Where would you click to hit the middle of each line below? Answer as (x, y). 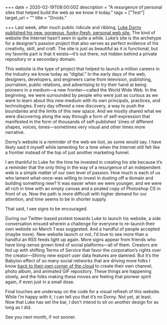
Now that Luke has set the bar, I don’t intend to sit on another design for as (82, 302)
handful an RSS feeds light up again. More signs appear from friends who (81, 239)
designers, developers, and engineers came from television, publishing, (79, 79)
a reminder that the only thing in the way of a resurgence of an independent (83, 167)
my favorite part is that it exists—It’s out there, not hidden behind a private (81, 54)
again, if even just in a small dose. (40, 282)
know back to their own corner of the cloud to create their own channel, (79, 266)
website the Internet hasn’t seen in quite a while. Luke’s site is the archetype (83, 38)
